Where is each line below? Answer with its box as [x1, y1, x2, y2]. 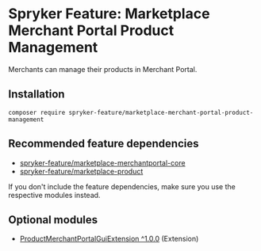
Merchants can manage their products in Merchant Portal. [8, 64, 198, 74]
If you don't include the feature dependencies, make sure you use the [8, 181, 236, 191]
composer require [8, 108, 66, 116]
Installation [8, 88, 65, 101]
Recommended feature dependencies [8, 137, 199, 150]
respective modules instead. [8, 190, 101, 200]
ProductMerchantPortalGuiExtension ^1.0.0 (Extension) [19, 234, 199, 244]
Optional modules [8, 213, 98, 226]
